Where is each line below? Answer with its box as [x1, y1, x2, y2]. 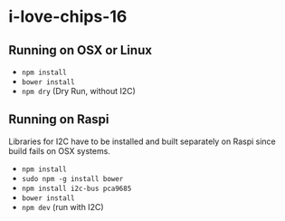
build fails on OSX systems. [8, 145, 110, 156]
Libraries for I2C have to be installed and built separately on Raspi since [8, 136, 277, 147]
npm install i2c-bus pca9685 [21, 184, 132, 193]
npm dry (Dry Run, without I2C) [21, 86, 137, 96]
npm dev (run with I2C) [21, 201, 104, 212]
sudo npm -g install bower [21, 174, 124, 183]
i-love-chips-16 [8, 6, 128, 27]
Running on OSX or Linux [8, 43, 153, 58]
